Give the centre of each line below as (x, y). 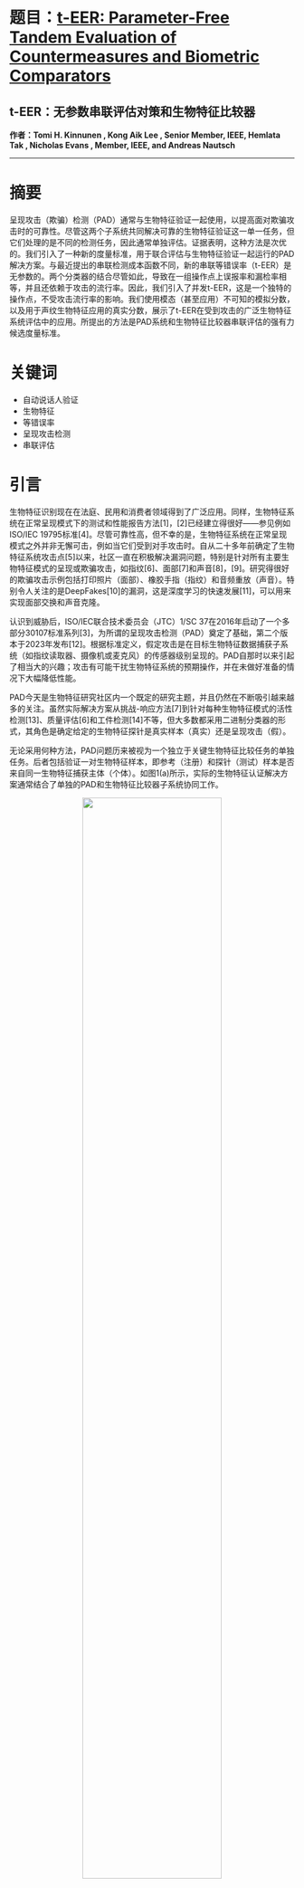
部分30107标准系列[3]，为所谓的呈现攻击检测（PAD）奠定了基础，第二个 (145, 633)
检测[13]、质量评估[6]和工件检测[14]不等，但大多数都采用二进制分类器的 (144, 720)
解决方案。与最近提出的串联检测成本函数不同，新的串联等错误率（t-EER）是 (151, 265)
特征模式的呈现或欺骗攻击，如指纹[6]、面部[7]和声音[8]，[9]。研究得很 (149, 568)
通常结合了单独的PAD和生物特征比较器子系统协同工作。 (120, 784)
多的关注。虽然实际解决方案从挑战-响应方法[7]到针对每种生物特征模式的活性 (151, 708)
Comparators (60, 76)
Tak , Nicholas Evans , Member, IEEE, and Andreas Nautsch (122, 145)
